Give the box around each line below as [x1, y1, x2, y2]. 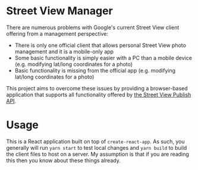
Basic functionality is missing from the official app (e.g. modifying [14, 67, 176, 74]
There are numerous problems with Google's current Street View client [6, 24, 180, 31]
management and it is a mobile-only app [14, 48, 114, 55]
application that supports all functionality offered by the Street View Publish [6, 91, 191, 98]
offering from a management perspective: [6, 30, 109, 37]
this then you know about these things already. [6, 156, 121, 164]
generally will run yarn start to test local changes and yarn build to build [6, 144, 187, 151]
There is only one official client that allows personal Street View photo [14, 42, 186, 49]
